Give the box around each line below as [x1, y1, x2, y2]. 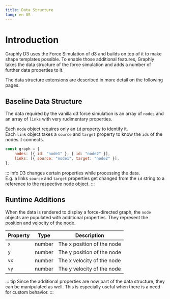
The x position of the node [58, 240, 121, 247]
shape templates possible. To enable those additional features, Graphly [5, 56, 154, 63]
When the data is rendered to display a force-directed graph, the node [5, 209, 151, 215]
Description [75, 232, 104, 239]
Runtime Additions [5, 195, 66, 204]
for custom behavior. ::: [5, 289, 54, 295]
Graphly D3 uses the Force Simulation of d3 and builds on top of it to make [5, 51, 162, 57]
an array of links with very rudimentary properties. [5, 116, 112, 122]
